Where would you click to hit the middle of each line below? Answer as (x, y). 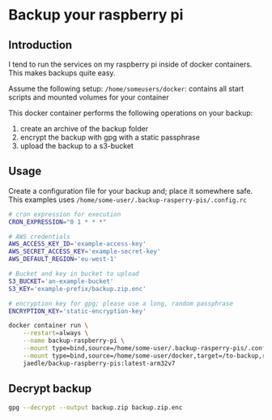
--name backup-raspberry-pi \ (74, 341)
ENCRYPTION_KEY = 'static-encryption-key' (78, 311)
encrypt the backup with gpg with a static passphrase (110, 137)
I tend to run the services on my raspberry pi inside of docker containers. (130, 64)
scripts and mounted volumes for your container (89, 97)
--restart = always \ (56, 333)
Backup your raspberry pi (96, 15)
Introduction (40, 45)
